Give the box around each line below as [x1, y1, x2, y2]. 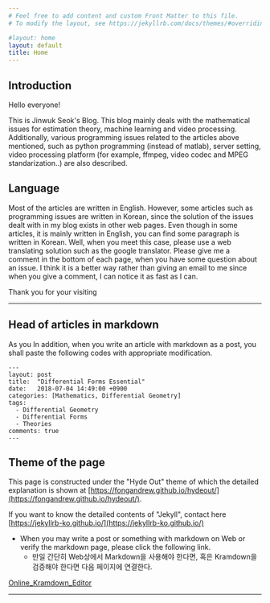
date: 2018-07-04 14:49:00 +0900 [8, 384, 128, 393]
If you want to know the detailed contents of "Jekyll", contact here [8, 510, 227, 519]
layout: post [8, 370, 52, 378]
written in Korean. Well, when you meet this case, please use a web [8, 237, 231, 246]
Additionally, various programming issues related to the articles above [8, 132, 239, 142]
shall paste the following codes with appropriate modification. [8, 348, 213, 357]
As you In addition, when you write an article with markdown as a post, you [8, 339, 257, 349]
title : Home [8, 49, 48, 57]
